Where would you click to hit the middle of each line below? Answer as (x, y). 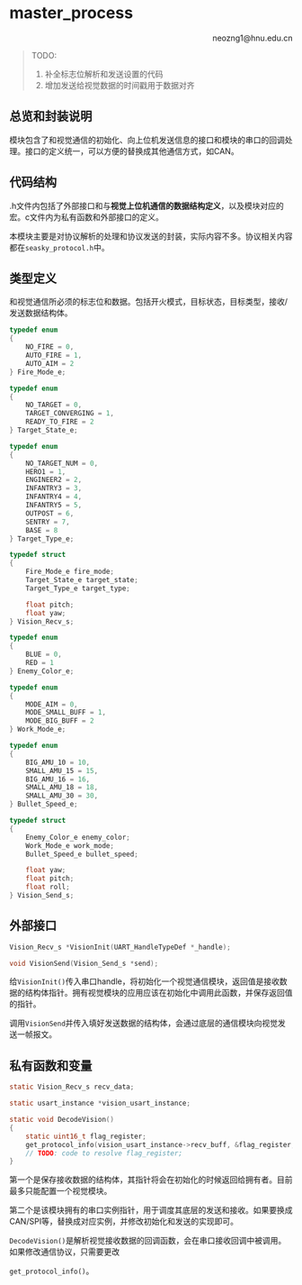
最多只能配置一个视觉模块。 (61, 1191)
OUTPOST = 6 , (50, 513)
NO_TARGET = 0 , (54, 405)
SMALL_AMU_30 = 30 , (62, 796)
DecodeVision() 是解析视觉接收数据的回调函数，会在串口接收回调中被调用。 (148, 1241)
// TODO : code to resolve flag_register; (104, 1153)
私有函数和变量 (51, 1066)
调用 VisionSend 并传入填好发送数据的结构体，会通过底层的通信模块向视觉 (144, 1023)
